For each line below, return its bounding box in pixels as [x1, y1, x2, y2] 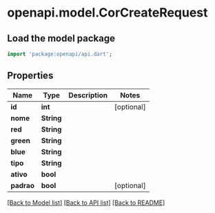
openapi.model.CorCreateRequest [7, 5, 208, 21]
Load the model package [7, 33, 116, 44]
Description [68, 90, 108, 100]
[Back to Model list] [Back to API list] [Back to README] [7, 198, 165, 207]
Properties [7, 70, 54, 82]
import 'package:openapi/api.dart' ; [7, 50, 112, 57]
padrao [10, 180, 35, 190]
